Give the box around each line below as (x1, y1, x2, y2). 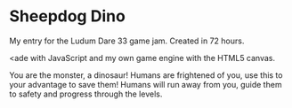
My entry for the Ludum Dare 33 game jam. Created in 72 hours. (9, 35, 245, 46)
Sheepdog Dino (9, 6, 126, 27)
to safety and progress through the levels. (9, 89, 163, 99)
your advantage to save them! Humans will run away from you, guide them (9, 79, 282, 89)
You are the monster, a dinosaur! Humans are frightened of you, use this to (9, 69, 283, 81)
